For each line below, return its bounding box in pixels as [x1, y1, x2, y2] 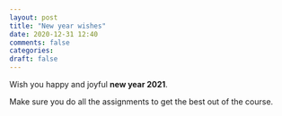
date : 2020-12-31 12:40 [9, 29, 99, 38]
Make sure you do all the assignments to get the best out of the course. [9, 96, 274, 107]
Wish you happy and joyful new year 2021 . [9, 79, 168, 89]
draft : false [9, 54, 58, 63]
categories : [9, 46, 54, 55]
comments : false [9, 37, 70, 47]
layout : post [9, 12, 58, 22]
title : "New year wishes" [9, 21, 106, 30]
